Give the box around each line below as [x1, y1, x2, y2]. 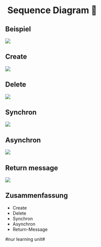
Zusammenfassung [5, 191, 68, 200]
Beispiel [5, 25, 31, 33]
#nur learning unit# [5, 236, 45, 242]
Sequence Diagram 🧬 [7, 5, 97, 16]
